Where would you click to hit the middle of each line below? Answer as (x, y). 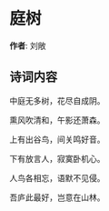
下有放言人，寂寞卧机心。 (57, 158)
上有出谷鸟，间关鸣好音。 (57, 139)
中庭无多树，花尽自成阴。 (57, 100)
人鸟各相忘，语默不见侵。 (57, 177)
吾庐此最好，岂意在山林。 (57, 197)
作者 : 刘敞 (28, 45)
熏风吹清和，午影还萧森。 (57, 120)
